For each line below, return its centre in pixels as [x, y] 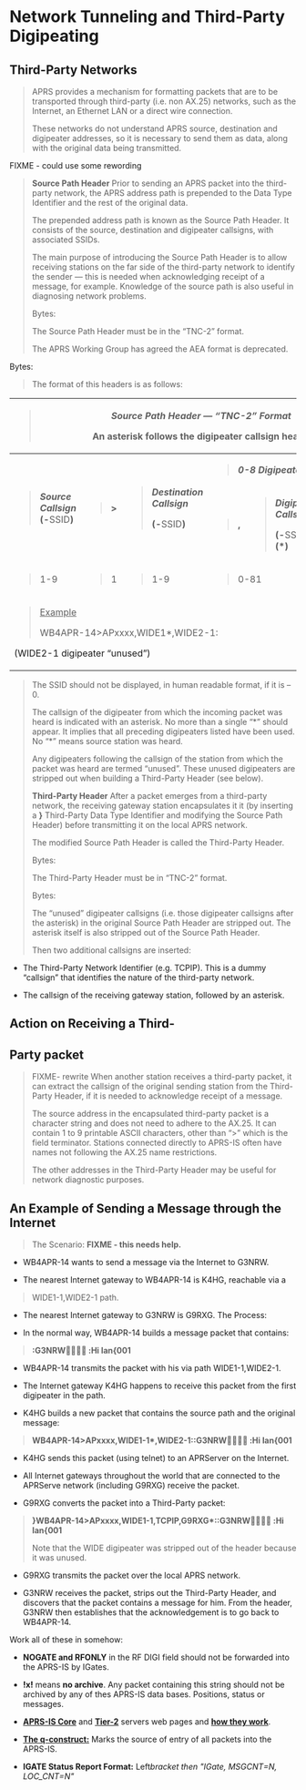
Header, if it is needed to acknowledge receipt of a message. [168, 1096]
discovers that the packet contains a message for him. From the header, [158, 1603]
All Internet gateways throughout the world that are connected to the [151, 1476]
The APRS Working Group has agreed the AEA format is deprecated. [160, 349]
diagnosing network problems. [89, 296]
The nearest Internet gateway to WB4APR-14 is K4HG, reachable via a [154, 1280]
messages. [43, 1704]
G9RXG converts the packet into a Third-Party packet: [124, 1503]
